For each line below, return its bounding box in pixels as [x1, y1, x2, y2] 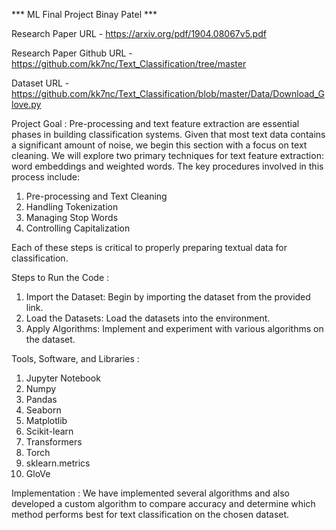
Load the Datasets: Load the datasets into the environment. [25, 312, 271, 324]
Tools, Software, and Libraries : [11, 353, 140, 364]
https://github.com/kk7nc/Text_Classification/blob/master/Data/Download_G [11, 88, 325, 99]
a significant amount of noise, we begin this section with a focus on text [11, 139, 308, 151]
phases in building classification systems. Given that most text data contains [11, 129, 326, 140]
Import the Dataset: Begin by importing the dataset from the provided [25, 291, 311, 303]
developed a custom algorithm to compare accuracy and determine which [11, 498, 316, 509]
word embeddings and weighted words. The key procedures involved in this [11, 160, 324, 172]
